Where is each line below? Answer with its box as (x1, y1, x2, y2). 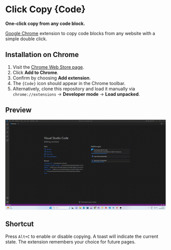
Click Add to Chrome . (12, 69, 59, 75)
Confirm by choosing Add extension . (12, 75, 91, 81)
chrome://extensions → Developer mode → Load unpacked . (12, 91, 140, 97)
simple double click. (5, 36, 47, 42)
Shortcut (5, 220, 34, 229)
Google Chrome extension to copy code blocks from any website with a (5, 30, 155, 36)
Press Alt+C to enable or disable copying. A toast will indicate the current (5, 233, 159, 239)
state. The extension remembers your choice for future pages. (5, 238, 136, 245)
